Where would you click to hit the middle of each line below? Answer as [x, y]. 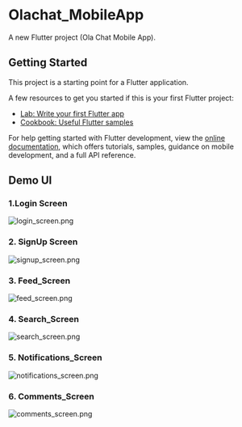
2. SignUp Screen [43, 242]
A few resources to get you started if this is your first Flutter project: [121, 98]
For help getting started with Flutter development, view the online [117, 137]
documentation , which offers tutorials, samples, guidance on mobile [121, 146]
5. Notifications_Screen [55, 357]
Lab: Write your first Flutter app [72, 113]
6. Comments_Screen [51, 396]
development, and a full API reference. [72, 154]
